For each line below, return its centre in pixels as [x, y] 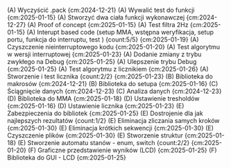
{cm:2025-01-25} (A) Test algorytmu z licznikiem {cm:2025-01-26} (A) [108, 69]
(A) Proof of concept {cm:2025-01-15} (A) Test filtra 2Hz [108, 25]
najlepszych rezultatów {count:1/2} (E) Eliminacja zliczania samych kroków [113, 120]
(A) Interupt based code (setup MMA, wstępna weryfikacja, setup [120, 32]
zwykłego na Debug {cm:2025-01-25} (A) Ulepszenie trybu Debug [102, 61]
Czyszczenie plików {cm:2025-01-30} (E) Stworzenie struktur [95, 135]
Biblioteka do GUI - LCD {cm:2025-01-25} [67, 158]
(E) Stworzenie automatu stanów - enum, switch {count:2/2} [104, 143]
